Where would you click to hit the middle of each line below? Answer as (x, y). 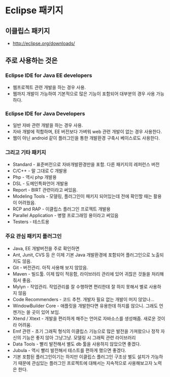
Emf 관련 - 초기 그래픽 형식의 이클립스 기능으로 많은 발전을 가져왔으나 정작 (86, 331)
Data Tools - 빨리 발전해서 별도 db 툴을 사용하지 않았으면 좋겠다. (77, 344)
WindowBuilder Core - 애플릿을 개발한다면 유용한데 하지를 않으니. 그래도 (85, 306)
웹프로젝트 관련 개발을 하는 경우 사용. (49, 87)
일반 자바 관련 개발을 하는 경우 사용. (48, 125)
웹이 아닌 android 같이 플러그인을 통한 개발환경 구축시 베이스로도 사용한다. (86, 138)
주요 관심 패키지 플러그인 (33, 236)
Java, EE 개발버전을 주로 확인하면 (46, 248)
